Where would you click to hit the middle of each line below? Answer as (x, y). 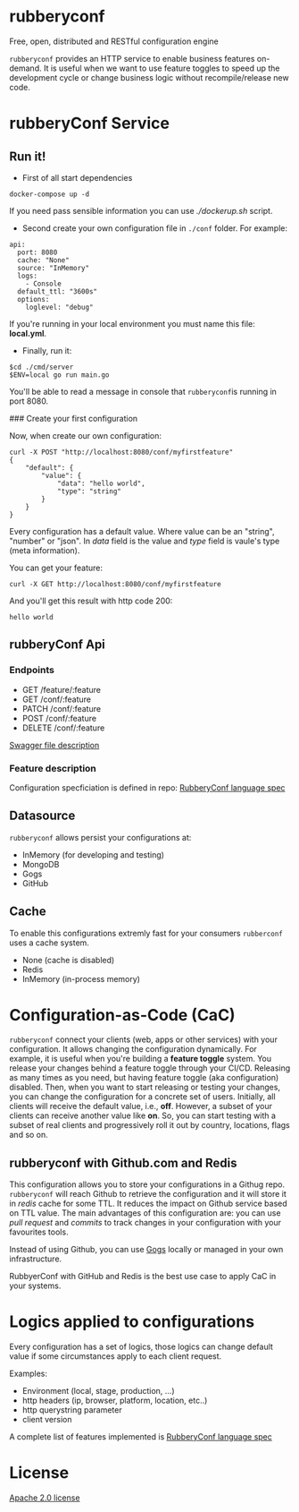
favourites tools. (39, 1232)
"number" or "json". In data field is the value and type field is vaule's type (145, 541)
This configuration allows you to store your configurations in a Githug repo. (147, 1184)
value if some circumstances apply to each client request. (116, 1356)
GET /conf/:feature (57, 699)
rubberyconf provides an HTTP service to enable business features (132, 58)
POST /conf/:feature (59, 718)
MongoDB (41, 864)
